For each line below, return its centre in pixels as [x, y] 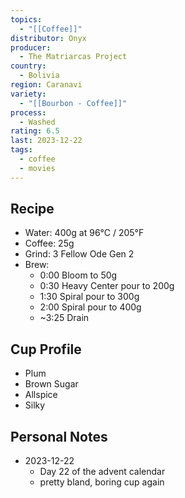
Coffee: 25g [49, 243]
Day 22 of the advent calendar [102, 472]
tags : [21, 150]
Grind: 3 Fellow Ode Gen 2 [79, 254]
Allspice [41, 395]
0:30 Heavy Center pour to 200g [107, 286]
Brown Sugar [51, 384]
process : [28, 112]
